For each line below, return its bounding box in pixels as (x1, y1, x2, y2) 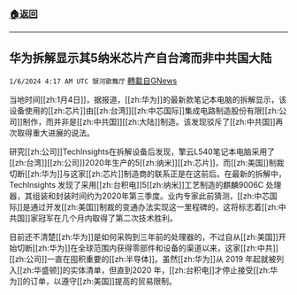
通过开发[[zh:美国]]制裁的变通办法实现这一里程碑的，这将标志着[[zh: (30, 202, 278, 213)
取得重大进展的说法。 (16, 128, 95, 138)
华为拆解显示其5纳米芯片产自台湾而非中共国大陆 (9, 50, 272, 66)
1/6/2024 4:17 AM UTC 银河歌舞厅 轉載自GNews (9, 75, 178, 86)
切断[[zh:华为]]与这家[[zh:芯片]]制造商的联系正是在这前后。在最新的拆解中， (9, 168, 286, 179)
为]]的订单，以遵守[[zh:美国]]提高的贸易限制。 (9, 276, 177, 287)
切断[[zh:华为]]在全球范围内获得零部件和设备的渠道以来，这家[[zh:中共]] (16, 243, 278, 253)
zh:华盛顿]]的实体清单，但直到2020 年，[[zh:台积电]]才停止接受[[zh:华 (22, 265, 278, 276)
